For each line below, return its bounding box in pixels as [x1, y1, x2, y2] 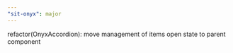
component [7, 37, 41, 46]
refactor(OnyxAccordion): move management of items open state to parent [7, 30, 226, 38]
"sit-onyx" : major [7, 10, 62, 18]
